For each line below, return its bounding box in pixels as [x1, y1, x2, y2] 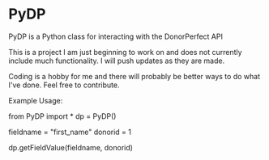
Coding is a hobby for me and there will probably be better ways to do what [8, 71, 261, 81]
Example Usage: [8, 95, 63, 105]
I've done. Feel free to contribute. [8, 80, 120, 90]
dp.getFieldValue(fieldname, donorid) [8, 142, 134, 152]
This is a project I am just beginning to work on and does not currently [8, 47, 242, 57]
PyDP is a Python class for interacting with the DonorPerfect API [8, 32, 223, 41]
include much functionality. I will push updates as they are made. [8, 56, 225, 65]
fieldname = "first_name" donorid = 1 [8, 127, 132, 137]
